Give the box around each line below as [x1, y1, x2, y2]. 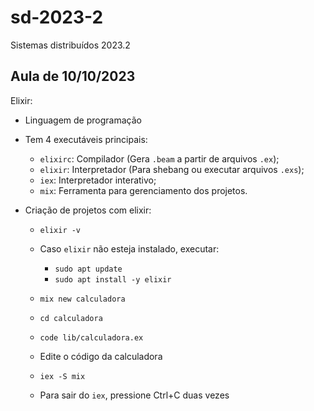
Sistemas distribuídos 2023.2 [10, 39, 131, 51]
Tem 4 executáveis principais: [24, 133, 148, 145]
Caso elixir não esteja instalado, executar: [39, 242, 220, 255]
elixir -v [39, 225, 82, 235]
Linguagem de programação [24, 114, 142, 126]
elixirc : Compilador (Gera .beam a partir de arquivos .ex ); [39, 152, 280, 165]
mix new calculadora [39, 294, 126, 304]
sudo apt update [54, 264, 123, 274]
